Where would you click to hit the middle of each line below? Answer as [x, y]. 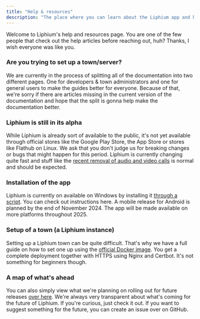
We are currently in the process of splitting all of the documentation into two [100, 75]
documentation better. [33, 107]
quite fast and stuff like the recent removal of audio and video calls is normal [100, 161]
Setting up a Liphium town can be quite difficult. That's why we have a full [97, 243]
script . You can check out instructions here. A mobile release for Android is [98, 202]
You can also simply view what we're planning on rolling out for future [92, 290]
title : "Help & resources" [40, 12]
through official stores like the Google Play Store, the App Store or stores [95, 142]
